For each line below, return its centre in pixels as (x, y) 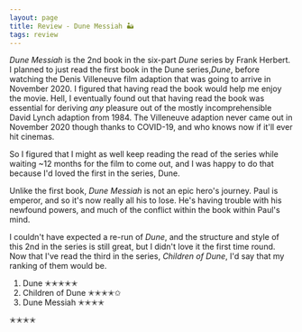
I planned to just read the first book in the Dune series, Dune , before (134, 69)
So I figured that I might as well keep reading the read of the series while (144, 154)
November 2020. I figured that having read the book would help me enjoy (146, 89)
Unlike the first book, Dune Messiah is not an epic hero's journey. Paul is (144, 191)
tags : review (34, 34)
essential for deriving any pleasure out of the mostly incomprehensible (141, 108)
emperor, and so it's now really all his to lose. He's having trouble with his (146, 200)
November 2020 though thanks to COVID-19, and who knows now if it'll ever (151, 127)
